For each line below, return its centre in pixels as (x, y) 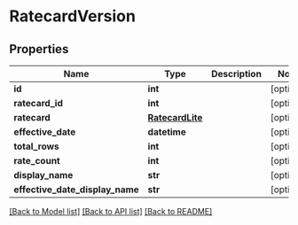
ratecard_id (39, 103)
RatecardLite (175, 117)
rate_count (37, 161)
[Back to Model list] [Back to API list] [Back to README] (111, 211)
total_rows (36, 146)
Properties (39, 49)
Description (236, 74)
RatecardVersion (72, 16)
